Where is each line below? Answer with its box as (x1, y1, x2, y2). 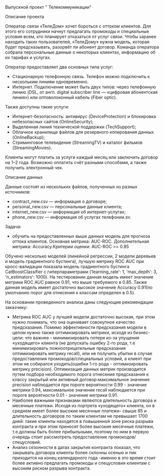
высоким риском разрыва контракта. (12, 465, 91, 471)
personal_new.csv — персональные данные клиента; (12, 204, 122, 209)
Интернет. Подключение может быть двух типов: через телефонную (12, 84, 156, 90)
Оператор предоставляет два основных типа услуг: (5, 64, 114, 70)
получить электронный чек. (5, 165, 64, 170)
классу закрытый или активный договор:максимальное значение (12, 377, 150, 382)
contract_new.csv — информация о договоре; (12, 198, 107, 204)
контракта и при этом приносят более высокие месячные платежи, (12, 423, 154, 429)
